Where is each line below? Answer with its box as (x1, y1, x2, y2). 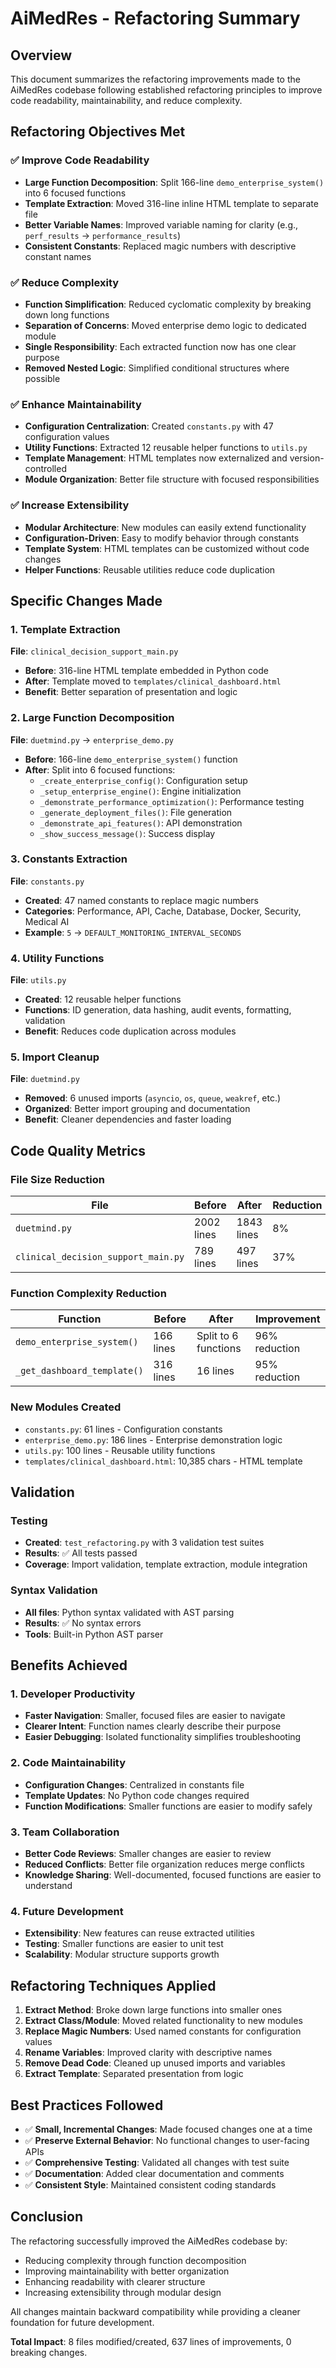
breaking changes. (10, 2346, 88, 2358)
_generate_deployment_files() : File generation (39, 806, 233, 818)
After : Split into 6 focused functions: (24, 763, 176, 776)
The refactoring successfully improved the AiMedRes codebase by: (10, 2235, 288, 2247)
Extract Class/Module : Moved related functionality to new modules (24, 2015, 303, 2027)
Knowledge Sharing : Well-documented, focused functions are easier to (24, 1869, 322, 1881)
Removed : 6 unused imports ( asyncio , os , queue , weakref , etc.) (24, 1092, 282, 1104)
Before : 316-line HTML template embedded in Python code (24, 665, 269, 677)
